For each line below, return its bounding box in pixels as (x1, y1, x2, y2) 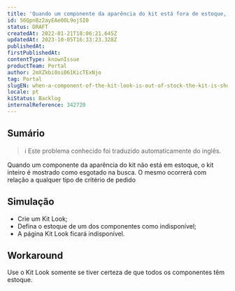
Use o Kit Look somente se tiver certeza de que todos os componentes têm (7, 268, 225, 277)
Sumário (7, 128, 45, 140)
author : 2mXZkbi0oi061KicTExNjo (7, 69, 101, 76)
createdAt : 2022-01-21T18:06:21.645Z (7, 29, 117, 37)
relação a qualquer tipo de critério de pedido (7, 175, 136, 184)
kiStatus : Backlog (7, 95, 61, 102)
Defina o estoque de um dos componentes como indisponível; (17, 222, 197, 230)
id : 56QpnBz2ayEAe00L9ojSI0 (7, 17, 90, 24)
